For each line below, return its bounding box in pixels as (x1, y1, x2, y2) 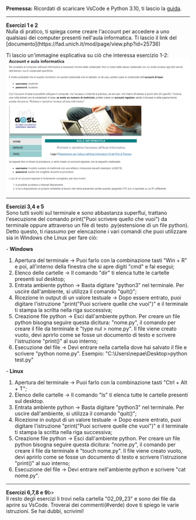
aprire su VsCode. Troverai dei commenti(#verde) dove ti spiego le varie (6, 501, 179, 508)
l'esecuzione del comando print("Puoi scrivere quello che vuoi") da (6, 215, 167, 222)
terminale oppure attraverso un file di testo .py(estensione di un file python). (6, 222, 189, 229)
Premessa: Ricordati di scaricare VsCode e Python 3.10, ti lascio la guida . (6, 5, 182, 12)
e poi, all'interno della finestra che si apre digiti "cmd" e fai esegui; (14, 263, 175, 270)
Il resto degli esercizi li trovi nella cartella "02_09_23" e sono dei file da (6, 495, 176, 502)
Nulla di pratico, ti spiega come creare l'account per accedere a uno (6, 28, 170, 35)
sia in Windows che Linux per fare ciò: (6, 234, 98, 241)
